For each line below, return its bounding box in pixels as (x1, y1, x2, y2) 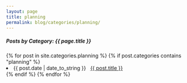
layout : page (6, 8, 38, 15)
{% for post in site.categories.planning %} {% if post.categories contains (6, 52, 182, 59)
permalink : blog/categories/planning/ (6, 19, 101, 25)
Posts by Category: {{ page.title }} (6, 37, 92, 44)
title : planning (6, 14, 46, 20)
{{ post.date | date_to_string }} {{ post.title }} (13, 65, 123, 72)
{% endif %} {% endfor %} (6, 71, 71, 78)
